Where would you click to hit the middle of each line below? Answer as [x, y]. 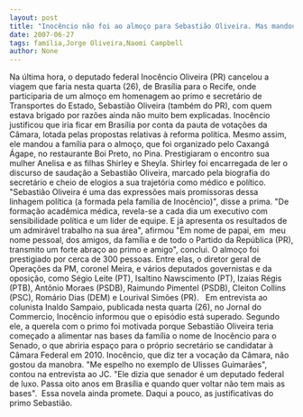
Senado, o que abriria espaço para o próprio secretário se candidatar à [141, 346]
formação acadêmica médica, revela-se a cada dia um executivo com [139, 211]
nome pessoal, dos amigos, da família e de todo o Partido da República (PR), [151, 240]
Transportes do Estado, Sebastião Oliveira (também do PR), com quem [141, 106]
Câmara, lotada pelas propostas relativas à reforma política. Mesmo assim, [148, 134]
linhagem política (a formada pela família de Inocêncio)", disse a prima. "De [149, 202]
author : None [34, 51]
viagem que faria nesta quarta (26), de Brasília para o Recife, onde [133, 87]
